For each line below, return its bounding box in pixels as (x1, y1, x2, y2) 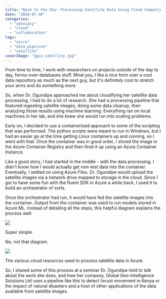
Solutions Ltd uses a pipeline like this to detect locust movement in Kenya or (5, 278, 160, 284)
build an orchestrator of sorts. (5, 185, 66, 191)
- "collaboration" (9, 30, 48, 35)
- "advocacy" (9, 21, 37, 26)
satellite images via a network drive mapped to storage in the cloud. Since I (5, 174, 158, 181)
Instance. (5, 149, 24, 155)
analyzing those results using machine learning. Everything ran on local (5, 108, 151, 114)
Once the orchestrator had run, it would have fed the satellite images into (5, 195, 154, 200)
